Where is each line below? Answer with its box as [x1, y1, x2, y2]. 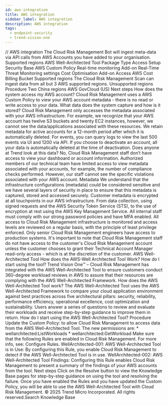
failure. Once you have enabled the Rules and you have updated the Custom [5, 378, 162, 384]
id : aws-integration [5, 7, 48, 12]
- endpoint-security [9, 30, 52, 35]
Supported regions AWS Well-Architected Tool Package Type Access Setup [5, 59, 161, 65]
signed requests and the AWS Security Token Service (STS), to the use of [5, 203, 157, 209]
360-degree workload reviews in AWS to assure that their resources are [5, 272, 153, 278]
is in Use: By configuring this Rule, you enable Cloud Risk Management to [5, 346, 156, 352]
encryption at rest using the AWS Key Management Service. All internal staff [5, 208, 162, 214]
